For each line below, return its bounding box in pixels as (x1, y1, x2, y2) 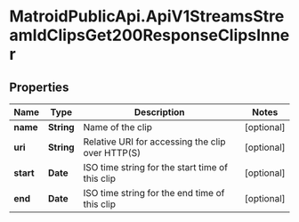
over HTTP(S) (83, 147, 141, 159)
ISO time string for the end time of (83, 187, 225, 199)
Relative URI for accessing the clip (83, 136, 226, 148)
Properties (9, 79, 69, 95)
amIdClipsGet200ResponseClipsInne (9, 25, 290, 45)
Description (133, 106, 185, 118)
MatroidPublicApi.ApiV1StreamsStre (9, 6, 285, 27)
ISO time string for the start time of (83, 161, 229, 173)
